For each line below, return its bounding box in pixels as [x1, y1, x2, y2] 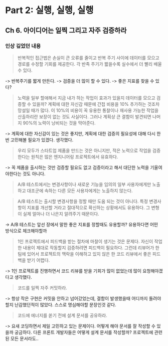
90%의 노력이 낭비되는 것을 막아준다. [23, 120, 96, 126]
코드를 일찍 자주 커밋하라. [17, 284, 68, 291]
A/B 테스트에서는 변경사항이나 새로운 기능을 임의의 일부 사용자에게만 [17, 181, 151, 187]
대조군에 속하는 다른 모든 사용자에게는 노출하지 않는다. [27, 188, 133, 194]
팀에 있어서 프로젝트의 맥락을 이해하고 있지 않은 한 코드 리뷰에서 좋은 [17, 251, 151, 257]
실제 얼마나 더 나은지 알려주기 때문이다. [23, 211, 99, 217]
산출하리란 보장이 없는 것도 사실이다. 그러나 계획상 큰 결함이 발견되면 [17, 113, 151, 119]
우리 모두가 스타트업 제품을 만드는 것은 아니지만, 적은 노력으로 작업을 [17, 147, 151, 153]
